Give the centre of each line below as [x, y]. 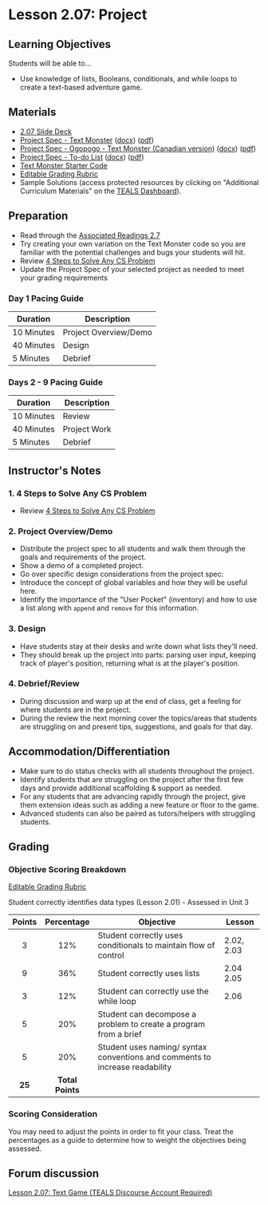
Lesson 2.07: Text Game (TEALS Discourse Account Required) [110, 1193]
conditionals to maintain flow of [156, 946]
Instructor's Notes [55, 470]
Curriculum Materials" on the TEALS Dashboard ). [100, 191]
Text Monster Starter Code [63, 165]
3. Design [27, 629]
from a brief [120, 1034]
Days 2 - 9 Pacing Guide [56, 382]
